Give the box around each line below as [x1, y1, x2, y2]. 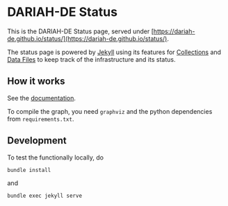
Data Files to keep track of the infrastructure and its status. [7, 55, 176, 63]
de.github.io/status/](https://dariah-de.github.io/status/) [7, 34, 168, 42]
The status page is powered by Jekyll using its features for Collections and [7, 48, 221, 56]
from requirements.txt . [7, 114, 74, 123]
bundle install [7, 166, 51, 173]
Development [7, 135, 67, 146]
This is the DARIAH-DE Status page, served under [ [7, 27, 154, 35]
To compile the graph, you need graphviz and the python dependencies [7, 107, 213, 115]
